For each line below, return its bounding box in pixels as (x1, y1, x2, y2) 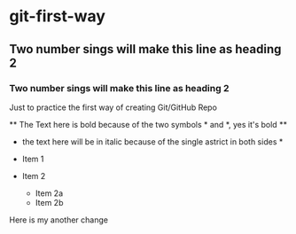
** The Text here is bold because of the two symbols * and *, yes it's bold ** (9, 119, 288, 129)
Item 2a (35, 188, 64, 199)
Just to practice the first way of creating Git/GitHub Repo (9, 102, 217, 113)
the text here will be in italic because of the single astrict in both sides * (21, 136, 284, 147)
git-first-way (9, 6, 106, 27)
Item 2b (35, 197, 64, 207)
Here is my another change (9, 214, 109, 225)
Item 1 (21, 153, 44, 164)
